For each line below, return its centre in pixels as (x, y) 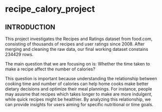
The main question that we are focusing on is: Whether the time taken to (78, 64)
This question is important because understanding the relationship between (81, 78)
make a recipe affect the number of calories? (50, 69)
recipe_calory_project (50, 9)
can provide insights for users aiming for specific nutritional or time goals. (79, 104)
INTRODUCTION (30, 27)
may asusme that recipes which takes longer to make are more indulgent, (79, 94)
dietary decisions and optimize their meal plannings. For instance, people (79, 89)
